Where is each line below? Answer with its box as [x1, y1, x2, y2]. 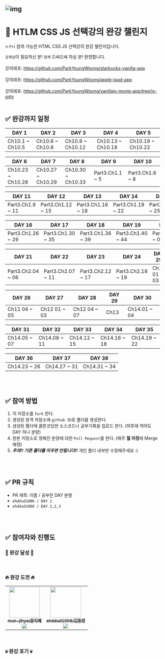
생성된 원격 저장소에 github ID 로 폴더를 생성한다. [12, 416, 107, 422]
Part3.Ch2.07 [43, 268, 75, 275]
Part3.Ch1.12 [40, 201, 72, 208]
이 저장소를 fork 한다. [12, 410, 54, 416]
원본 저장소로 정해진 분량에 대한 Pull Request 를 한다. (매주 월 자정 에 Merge [12, 435, 158, 441]
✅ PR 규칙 [5, 478, 34, 486]
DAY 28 [78, 294, 97, 301]
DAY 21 [14, 254, 33, 260]
